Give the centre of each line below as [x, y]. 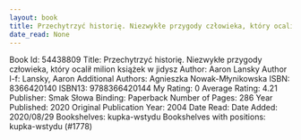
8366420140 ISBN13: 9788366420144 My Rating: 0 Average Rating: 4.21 [143, 88]
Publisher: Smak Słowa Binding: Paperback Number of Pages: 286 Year [141, 98]
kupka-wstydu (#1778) [51, 127]
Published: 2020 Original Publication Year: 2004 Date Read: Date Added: [143, 108]
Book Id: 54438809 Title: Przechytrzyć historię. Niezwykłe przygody [136, 60]
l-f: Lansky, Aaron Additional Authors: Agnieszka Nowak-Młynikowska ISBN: [150, 79]
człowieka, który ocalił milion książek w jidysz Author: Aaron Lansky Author [148, 69]
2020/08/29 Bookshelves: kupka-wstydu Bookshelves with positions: [138, 117]
